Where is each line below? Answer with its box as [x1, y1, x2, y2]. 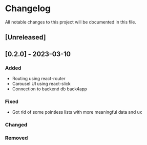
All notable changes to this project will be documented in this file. [5, 19, 137, 25]
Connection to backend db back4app [12, 86, 87, 92]
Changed [5, 122, 28, 128]
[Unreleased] [5, 33, 46, 41]
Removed [5, 135, 28, 142]
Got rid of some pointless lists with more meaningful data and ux [12, 109, 143, 115]
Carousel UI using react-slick [12, 81, 71, 87]
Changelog [5, 3, 51, 14]
